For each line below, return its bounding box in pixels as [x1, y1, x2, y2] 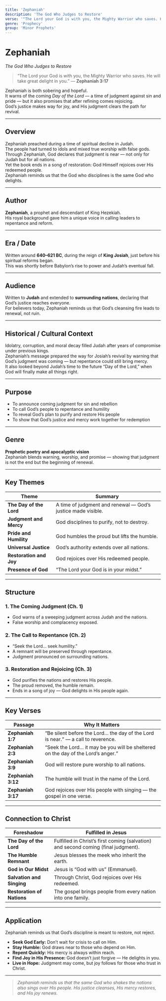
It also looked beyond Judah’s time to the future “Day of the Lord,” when [5, 364, 152, 370]
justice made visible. [56, 507, 103, 514]
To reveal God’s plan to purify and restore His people [12, 411, 120, 417]
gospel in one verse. [44, 792, 92, 799]
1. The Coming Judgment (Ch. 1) [5, 603, 83, 609]
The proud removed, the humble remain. [12, 682, 95, 688]
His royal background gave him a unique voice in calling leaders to [5, 215, 140, 220]
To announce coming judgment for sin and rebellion [12, 401, 118, 407]
